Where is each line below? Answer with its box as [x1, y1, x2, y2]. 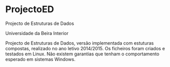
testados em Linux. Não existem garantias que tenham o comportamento [5, 51, 160, 57]
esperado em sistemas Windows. [5, 56, 75, 62]
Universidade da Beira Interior [5, 30, 69, 36]
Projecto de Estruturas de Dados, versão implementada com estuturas [5, 40, 154, 46]
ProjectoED [5, 4, 54, 15]
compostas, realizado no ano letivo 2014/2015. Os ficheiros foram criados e [5, 45, 165, 51]
